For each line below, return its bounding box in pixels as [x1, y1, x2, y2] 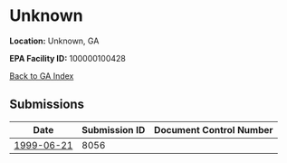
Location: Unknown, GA [9, 35, 100, 46]
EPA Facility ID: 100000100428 [9, 53, 127, 63]
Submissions [9, 97, 84, 112]
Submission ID [81, 123, 146, 136]
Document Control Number [153, 123, 273, 136]
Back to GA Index [9, 70, 74, 81]
